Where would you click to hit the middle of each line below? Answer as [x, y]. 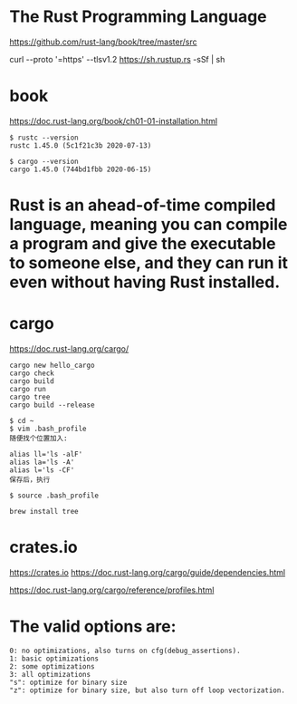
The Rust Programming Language [138, 17]
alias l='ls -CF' [42, 470]
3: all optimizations [50, 674]
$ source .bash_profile [54, 496]
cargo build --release [52, 405]
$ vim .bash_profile [48, 429]
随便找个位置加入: [38, 439]
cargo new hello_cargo [52, 365]
